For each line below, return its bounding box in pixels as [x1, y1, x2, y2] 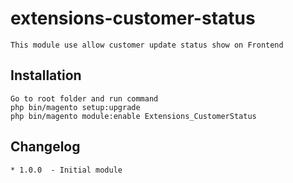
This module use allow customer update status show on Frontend [10, 40, 284, 50]
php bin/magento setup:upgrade [10, 102, 141, 112]
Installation [10, 67, 82, 84]
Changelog [10, 138, 81, 156]
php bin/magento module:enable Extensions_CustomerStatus [10, 111, 257, 121]
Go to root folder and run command [10, 93, 159, 104]
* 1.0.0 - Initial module [10, 165, 123, 175]
